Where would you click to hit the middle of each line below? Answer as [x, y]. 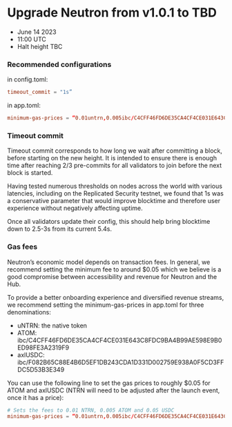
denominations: [29, 312]
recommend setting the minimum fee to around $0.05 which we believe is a [114, 269]
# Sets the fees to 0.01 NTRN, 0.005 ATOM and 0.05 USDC [91, 410]
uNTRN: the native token [52, 325]
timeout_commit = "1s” [40, 92]
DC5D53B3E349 [41, 369]
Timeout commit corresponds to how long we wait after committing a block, [115, 151]
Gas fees [22, 247]
